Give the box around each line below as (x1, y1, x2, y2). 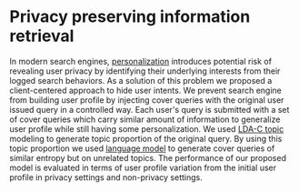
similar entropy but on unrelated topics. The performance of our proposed (9, 152, 286, 163)
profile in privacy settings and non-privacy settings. (9, 171, 203, 183)
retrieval (9, 25, 75, 46)
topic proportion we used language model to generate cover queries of (9, 143, 275, 154)
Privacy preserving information (9, 6, 251, 27)
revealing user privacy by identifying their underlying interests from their (9, 66, 281, 76)
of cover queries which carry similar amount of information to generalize (9, 114, 281, 125)
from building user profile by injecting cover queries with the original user (9, 94, 284, 106)
